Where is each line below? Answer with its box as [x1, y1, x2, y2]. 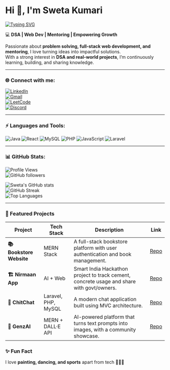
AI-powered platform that [73, 314, 135, 321]
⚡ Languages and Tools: [5, 122, 66, 129]
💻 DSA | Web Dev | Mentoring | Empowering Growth [5, 31, 118, 38]
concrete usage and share [73, 278, 136, 285]
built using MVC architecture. [73, 302, 143, 309]
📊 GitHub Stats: [5, 153, 46, 160]
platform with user [73, 244, 117, 251]
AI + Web [44, 275, 66, 282]
